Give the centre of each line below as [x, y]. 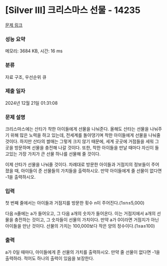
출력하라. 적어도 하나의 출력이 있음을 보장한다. [50, 258]
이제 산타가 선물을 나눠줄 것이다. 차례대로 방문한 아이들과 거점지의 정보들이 [78, 165]
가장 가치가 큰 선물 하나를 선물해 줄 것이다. [60, 154]
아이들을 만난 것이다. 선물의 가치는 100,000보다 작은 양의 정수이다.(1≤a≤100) [80, 226]
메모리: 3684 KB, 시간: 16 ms [34, 51]
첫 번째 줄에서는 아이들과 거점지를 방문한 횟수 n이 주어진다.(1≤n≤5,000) [75, 203]
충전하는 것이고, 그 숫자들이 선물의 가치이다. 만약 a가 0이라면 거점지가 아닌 [87, 220]
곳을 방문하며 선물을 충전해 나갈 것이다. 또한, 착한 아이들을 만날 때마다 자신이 [80, 148]
